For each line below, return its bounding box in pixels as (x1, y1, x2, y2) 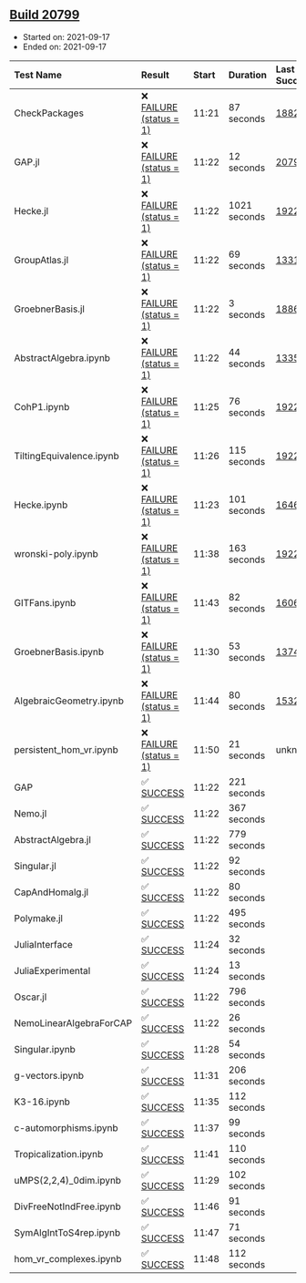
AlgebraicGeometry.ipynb (14, 694, 125, 707)
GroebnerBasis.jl (14, 303, 85, 315)
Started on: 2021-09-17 (22, 31, 111, 42)
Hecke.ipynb (14, 498, 68, 511)
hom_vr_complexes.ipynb (14, 1252, 122, 1265)
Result (140, 68, 170, 81)
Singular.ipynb (14, 1042, 76, 1055)
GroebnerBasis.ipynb (14, 645, 105, 658)
